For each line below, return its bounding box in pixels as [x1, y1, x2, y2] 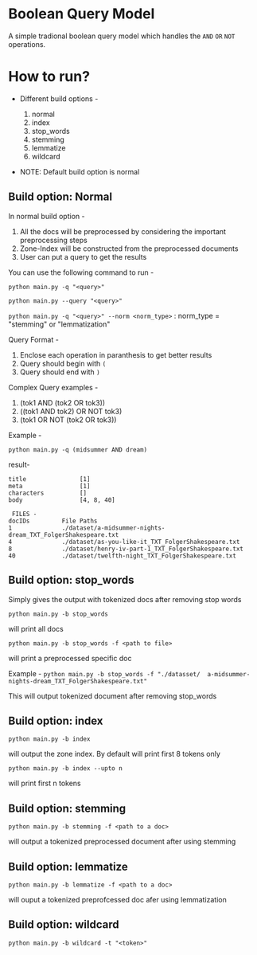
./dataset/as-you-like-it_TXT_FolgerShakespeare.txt [61, 538, 240, 546]
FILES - [11, 510, 37, 518]
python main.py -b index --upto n [8, 765, 123, 773]
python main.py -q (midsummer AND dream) [8, 445, 148, 454]
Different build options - [19, 93, 99, 104]
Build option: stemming [8, 801, 127, 815]
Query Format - [8, 335, 60, 344]
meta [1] [8, 482, 91, 490]
